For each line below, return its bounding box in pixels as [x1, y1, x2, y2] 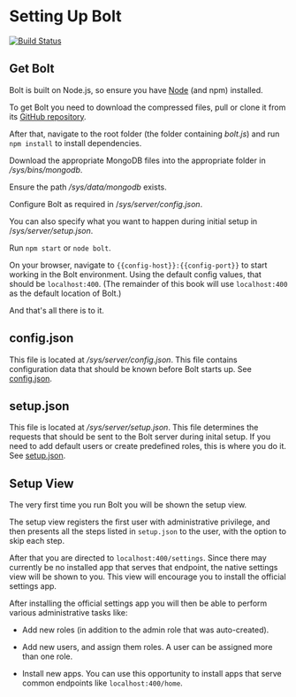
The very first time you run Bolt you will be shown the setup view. [9, 500, 247, 510]
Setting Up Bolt [9, 6, 122, 27]
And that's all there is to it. [9, 305, 104, 315]
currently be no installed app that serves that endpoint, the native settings [9, 562, 278, 573]
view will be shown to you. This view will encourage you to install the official [9, 571, 286, 582]
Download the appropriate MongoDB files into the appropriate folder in [9, 155, 267, 166]
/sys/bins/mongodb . [9, 164, 83, 174]
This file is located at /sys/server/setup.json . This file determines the [9, 422, 259, 433]
